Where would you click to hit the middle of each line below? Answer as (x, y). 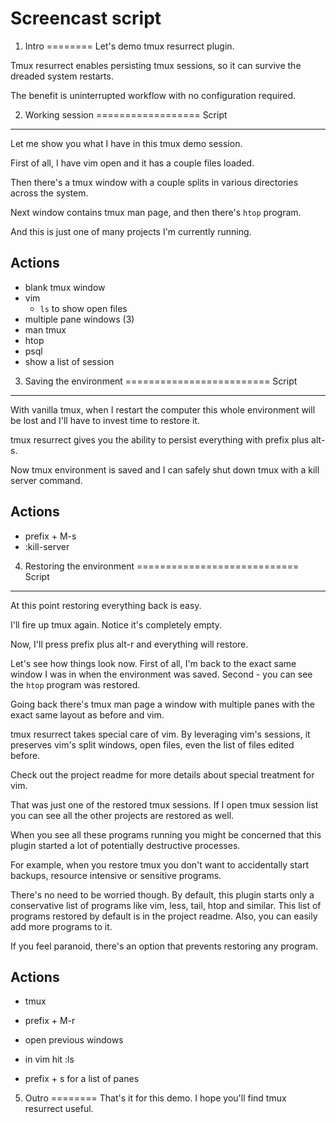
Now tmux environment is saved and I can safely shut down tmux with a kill (165, 469)
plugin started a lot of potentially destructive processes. (125, 845)
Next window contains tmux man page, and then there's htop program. (156, 212)
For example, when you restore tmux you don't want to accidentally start (160, 864)
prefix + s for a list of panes (82, 1079)
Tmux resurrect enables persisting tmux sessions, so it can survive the (156, 65)
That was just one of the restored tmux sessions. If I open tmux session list (164, 804)
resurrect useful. (59, 1109)
